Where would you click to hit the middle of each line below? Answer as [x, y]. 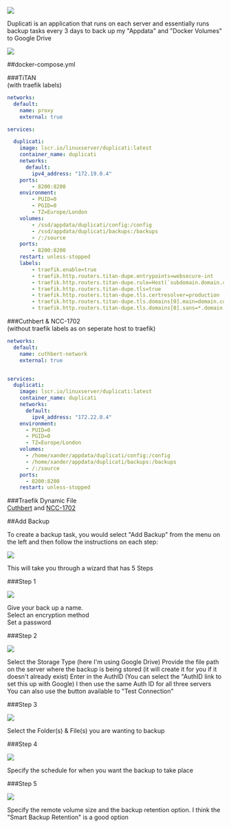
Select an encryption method [48, 615]
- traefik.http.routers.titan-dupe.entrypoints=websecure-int [123, 276]
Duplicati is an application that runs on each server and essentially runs [108, 23]
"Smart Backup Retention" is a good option [68, 817]
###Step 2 [22, 636]
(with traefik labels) [34, 85]
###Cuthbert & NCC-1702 [44, 321]
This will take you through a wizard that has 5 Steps [80, 569]
